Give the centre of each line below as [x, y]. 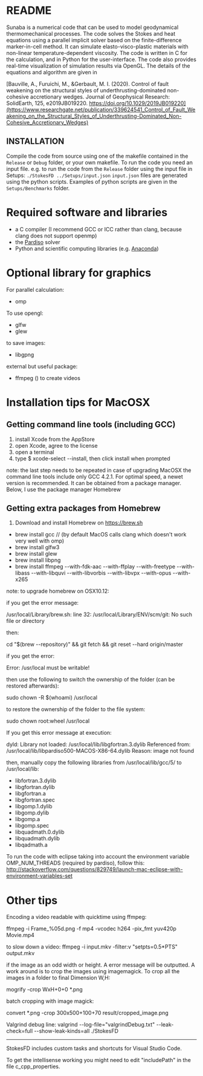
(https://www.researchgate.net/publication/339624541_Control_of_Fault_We [101, 109]
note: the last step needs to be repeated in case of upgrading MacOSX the [99, 470]
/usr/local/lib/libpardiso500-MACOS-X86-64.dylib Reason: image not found [100, 751]
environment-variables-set [40, 876]
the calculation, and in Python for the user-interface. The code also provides [101, 59]
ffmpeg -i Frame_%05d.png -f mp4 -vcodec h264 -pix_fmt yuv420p [92, 929]
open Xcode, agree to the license [56, 445]
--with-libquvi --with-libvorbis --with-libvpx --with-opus [101, 573]
